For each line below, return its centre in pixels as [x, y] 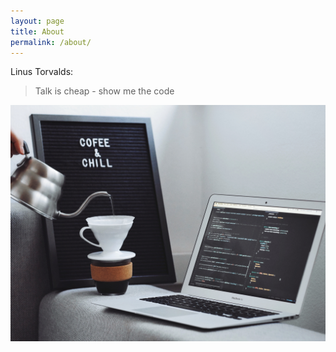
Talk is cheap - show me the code [104, 91]
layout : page [37, 21]
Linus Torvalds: [42, 72]
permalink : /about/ [51, 42]
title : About [37, 31]
